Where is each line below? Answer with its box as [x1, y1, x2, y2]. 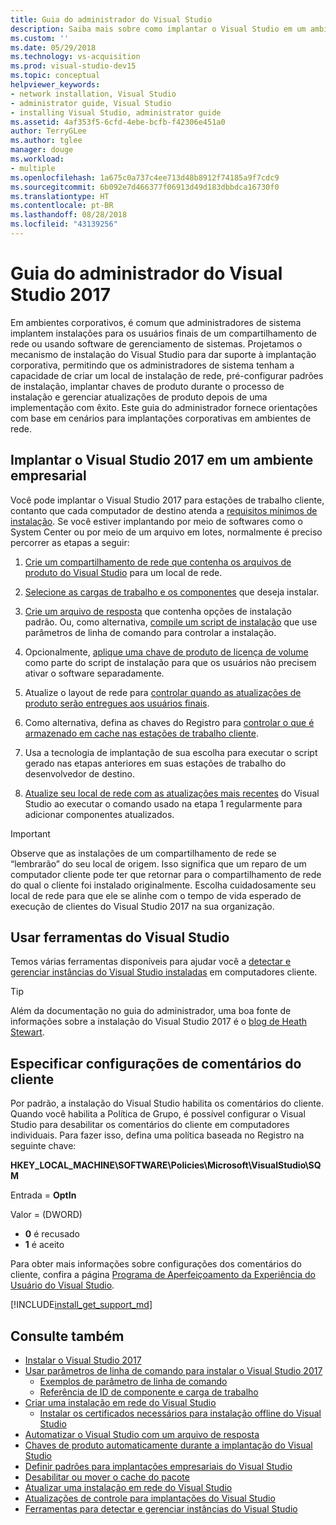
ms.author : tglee [10, 136, 83, 146]
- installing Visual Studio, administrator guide [10, 107, 222, 118]
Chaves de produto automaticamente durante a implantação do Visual [24, 1439, 313, 1451]
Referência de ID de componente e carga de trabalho [39, 1386, 259, 1398]
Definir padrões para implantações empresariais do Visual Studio [24, 1461, 293, 1473]
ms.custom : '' [10, 33, 70, 43]
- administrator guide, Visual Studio [10, 98, 172, 108]
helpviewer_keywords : [10, 80, 101, 90]
